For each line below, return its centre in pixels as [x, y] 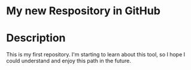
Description [36, 38]
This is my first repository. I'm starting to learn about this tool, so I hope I [96, 55]
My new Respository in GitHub [83, 11]
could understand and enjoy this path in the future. [69, 61]
